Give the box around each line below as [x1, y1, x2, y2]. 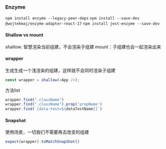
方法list [5, 87, 20, 93]
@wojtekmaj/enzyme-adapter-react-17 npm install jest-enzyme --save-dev [5, 21, 160, 26]
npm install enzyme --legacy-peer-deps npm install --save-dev [5, 16, 140, 21]
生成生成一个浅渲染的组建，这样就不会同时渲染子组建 [5, 67, 116, 73]
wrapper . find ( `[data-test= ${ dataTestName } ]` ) [5, 107, 102, 112]
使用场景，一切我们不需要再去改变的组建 [5, 129, 89, 135]
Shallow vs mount [5, 32, 44, 38]
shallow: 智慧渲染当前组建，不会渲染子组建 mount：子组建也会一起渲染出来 [5, 44, 161, 50]
